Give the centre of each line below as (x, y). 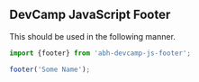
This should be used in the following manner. (92, 36)
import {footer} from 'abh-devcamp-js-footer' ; (100, 53)
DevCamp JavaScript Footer (90, 15)
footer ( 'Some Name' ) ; (50, 69)
